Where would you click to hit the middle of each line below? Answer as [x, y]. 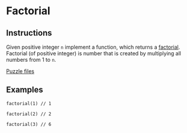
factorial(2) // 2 [29, 114]
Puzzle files [20, 71]
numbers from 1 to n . [31, 60]
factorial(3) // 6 [29, 124]
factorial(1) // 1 [29, 103]
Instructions [29, 33]
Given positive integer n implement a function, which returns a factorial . [93, 47]
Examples [25, 90]
